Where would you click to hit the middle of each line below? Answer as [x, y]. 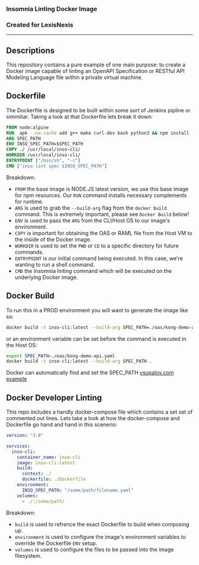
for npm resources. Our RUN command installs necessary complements [101, 195]
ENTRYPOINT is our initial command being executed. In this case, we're [99, 258]
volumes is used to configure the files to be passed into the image [94, 549]
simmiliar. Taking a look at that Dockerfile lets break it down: [79, 116]
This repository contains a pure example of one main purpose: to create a [96, 65]
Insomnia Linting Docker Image [52, 9]
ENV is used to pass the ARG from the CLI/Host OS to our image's [92, 220]
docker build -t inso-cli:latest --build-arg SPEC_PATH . [79, 361]
